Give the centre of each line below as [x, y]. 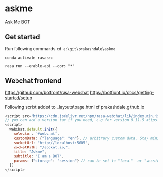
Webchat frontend [33, 81]
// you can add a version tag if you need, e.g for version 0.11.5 [75, 120]
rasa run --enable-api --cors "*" [40, 66]
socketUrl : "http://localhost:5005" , [52, 143]
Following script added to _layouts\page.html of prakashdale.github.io [75, 107]
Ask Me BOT [17, 22]
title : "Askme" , [30, 152]
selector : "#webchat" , [37, 134]
